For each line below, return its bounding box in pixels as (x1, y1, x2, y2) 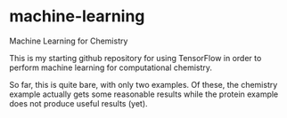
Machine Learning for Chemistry (9, 35, 128, 46)
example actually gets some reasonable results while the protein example (9, 89, 279, 99)
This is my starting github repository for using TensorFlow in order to (9, 52, 262, 63)
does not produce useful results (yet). (9, 98, 149, 108)
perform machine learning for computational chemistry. (9, 62, 212, 73)
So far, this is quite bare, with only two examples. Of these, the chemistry (9, 79, 278, 90)
